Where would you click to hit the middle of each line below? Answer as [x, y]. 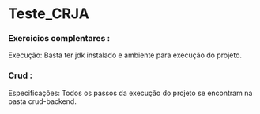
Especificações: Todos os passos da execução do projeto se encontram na [130, 93]
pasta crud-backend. [42, 101]
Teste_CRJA [49, 14]
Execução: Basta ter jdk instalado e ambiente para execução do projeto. [125, 55]
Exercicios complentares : [59, 39]
